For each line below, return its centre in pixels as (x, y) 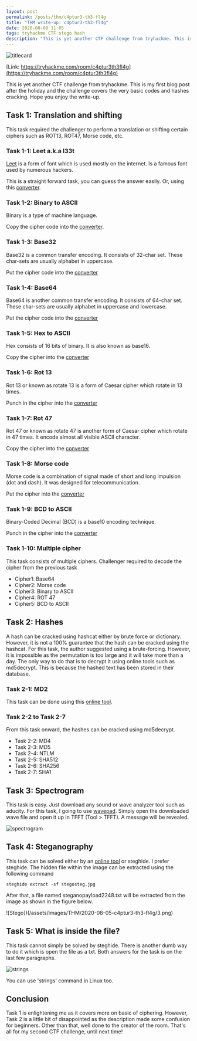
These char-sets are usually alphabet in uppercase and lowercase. (86, 306)
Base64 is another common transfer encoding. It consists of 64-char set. (94, 300)
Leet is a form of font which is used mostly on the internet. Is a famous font (97, 164)
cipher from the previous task (42, 567)
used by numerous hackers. (40, 170)
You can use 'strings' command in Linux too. (60, 981)
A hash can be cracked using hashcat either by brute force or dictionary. (94, 636)
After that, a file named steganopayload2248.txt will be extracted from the (96, 895)
